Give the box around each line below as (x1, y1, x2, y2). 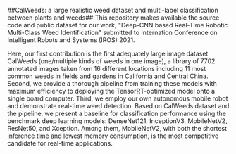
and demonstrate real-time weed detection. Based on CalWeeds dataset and (7, 102, 230, 110)
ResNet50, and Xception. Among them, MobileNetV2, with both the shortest (7, 124, 228, 132)
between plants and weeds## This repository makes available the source (7, 13, 220, 22)
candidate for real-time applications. (7, 139, 113, 147)
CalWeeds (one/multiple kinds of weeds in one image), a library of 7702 (7, 57, 216, 65)
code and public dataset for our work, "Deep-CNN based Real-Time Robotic (7, 21, 228, 29)
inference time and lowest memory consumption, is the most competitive (7, 131, 219, 140)
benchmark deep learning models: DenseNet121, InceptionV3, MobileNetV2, (7, 117, 228, 125)
